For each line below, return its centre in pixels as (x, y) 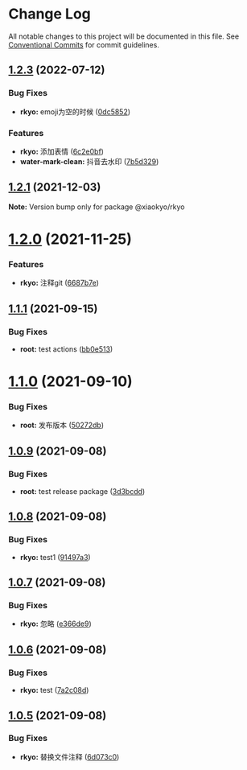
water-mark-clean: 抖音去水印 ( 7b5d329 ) (89, 161)
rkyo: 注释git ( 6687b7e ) (59, 283)
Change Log (49, 14)
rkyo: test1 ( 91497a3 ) (55, 557)
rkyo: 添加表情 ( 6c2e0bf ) (62, 151)
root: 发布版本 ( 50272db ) (62, 425)
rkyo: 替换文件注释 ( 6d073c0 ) (70, 756)
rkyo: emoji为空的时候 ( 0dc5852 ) (75, 111)
